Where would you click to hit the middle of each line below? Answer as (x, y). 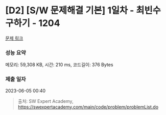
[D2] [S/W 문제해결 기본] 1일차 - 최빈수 (83, 10)
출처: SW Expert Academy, (45, 101)
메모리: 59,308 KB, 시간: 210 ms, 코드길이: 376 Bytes (59, 65)
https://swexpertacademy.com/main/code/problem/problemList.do (88, 107)
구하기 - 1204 (33, 23)
